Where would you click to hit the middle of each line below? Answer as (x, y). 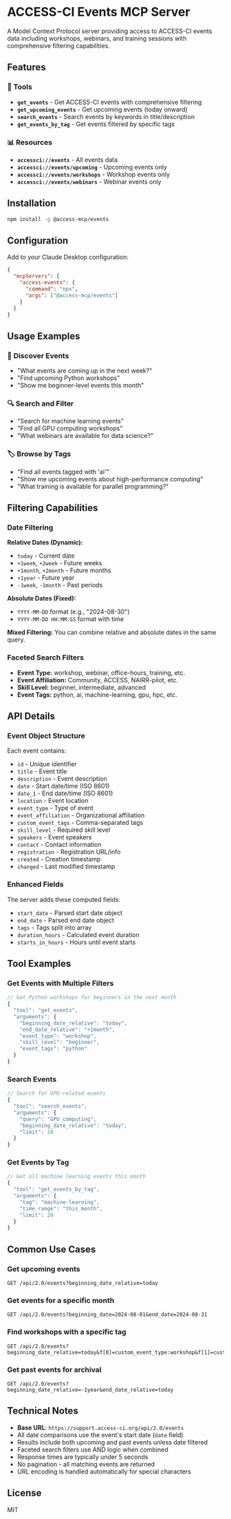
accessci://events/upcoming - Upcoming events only (92, 167)
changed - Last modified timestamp (66, 867)
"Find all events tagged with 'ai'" (63, 472)
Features (26, 67)
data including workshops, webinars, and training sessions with (97, 38)
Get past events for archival (54, 1370)
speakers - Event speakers (54, 837)
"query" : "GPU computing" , (58, 1119)
